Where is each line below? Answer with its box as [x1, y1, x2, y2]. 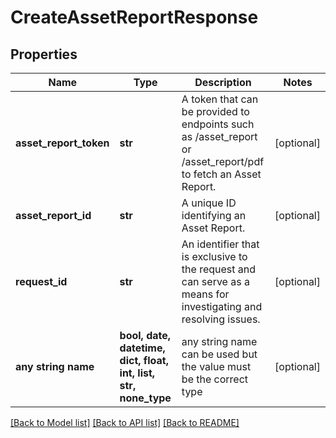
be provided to [181, 105, 250, 118]
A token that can [181, 92, 259, 106]
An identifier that [181, 237, 260, 251]
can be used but [181, 347, 258, 361]
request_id [15, 275, 68, 288]
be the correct [181, 372, 249, 386]
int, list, [119, 366, 156, 380]
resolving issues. [181, 312, 261, 326]
